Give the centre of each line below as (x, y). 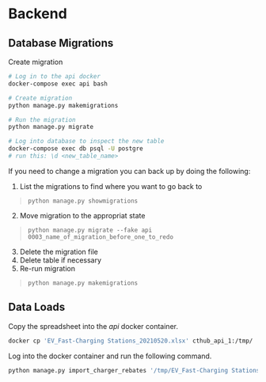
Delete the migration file (59, 252)
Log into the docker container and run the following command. (110, 356)
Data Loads (37, 307)
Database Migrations (61, 43)
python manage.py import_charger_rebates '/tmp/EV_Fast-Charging (118, 370)
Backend (38, 14)
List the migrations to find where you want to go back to (111, 186)
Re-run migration (47, 268)
